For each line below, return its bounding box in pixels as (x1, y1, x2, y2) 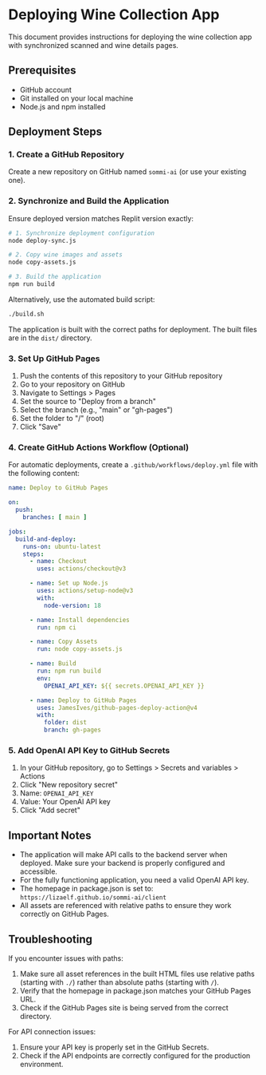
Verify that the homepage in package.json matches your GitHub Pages (19, 986, 252, 995)
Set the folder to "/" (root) (19, 414, 105, 423)
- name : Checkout (29, 557, 88, 565)
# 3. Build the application (8, 273, 102, 281)
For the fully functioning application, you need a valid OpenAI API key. (19, 875, 249, 885)
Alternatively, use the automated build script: (8, 294, 155, 304)
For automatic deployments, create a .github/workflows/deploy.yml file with (8, 460, 259, 470)
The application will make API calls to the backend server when (19, 850, 228, 859)
